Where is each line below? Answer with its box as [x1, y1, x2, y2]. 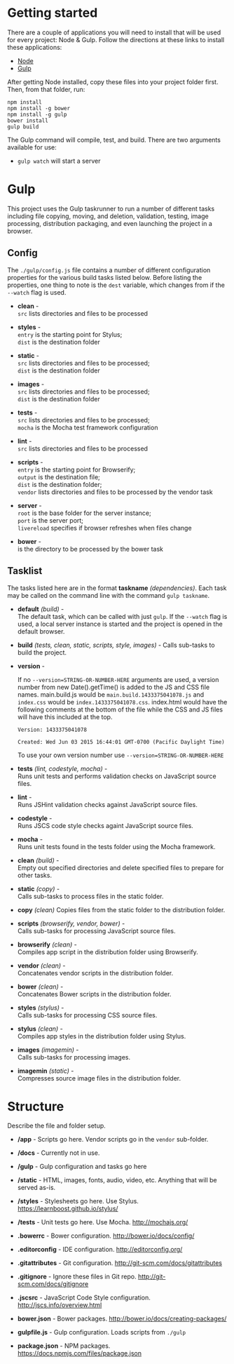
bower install [7, 117, 49, 124]
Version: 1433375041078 [17, 726, 88, 733]
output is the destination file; [17, 472, 100, 481]
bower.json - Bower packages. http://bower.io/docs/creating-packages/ [17, 1314, 227, 1323]
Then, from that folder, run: [7, 85, 85, 93]
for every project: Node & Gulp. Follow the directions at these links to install [7, 35, 225, 44]
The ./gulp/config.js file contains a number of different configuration [7, 265, 211, 274]
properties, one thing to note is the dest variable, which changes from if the [7, 281, 226, 289]
